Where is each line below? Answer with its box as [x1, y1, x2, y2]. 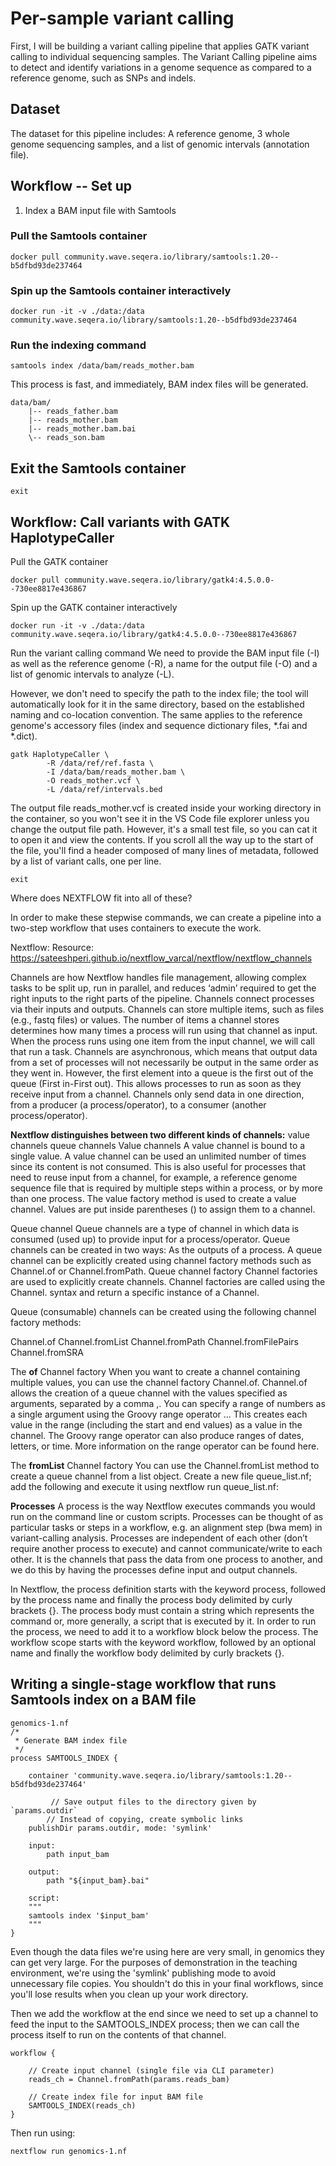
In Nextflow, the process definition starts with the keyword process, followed [10, 1583, 326, 1596]
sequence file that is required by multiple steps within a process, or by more [10, 1182, 323, 1194]
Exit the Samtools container [10, 460, 187, 477]
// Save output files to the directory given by [50, 1797, 257, 1807]
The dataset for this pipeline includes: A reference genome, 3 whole [10, 127, 291, 139]
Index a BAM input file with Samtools [24, 204, 177, 216]
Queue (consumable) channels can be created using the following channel [10, 1306, 317, 1318]
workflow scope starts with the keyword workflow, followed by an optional [10, 1637, 317, 1649]
